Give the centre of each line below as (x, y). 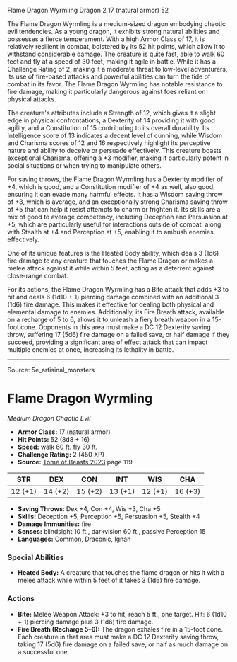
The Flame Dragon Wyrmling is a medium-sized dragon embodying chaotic (117, 24)
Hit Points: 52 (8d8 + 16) (54, 439)
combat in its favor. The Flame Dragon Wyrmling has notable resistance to (115, 84)
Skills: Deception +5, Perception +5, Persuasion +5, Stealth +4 (109, 516)
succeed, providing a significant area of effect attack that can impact (108, 342)
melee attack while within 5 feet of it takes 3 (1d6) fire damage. (109, 581)
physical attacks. (32, 99)
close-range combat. (38, 276)
